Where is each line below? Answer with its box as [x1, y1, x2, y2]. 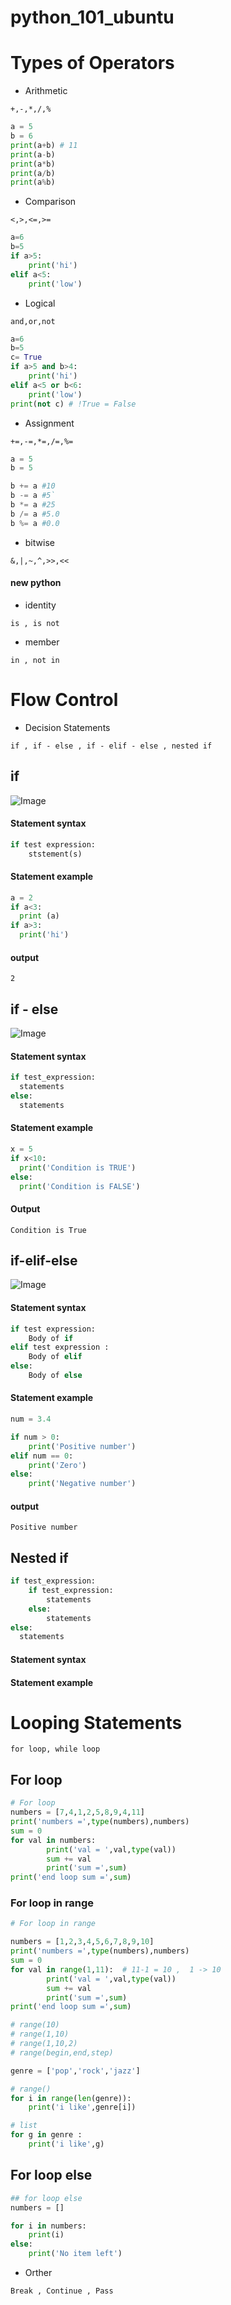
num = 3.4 [10, 1414, 52, 1425]
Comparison [24, 196, 77, 208]
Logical [24, 297, 56, 309]
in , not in [10, 655, 60, 665]
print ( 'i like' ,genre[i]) [28, 2102, 137, 2113]
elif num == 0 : [10, 1451, 74, 1461]
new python [10, 577, 62, 589]
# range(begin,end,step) [10, 2047, 114, 2058]
